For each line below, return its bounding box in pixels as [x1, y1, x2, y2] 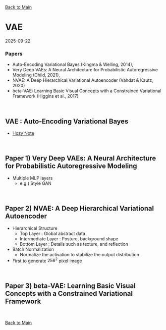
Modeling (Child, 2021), [12, 72, 60, 78]
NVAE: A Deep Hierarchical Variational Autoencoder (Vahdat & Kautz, [12, 77, 154, 83]
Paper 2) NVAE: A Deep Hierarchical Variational [5, 204, 154, 213]
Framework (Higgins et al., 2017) [12, 93, 79, 99]
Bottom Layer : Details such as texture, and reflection [19, 241, 128, 247]
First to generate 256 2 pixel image [12, 257, 82, 264]
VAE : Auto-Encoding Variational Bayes [5, 117, 129, 125]
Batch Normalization [12, 246, 55, 252]
